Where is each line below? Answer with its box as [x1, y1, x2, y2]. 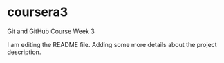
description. [7, 48, 41, 56]
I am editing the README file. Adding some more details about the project [7, 40, 217, 48]
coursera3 [7, 4, 68, 20]
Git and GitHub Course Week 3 [7, 27, 95, 35]
